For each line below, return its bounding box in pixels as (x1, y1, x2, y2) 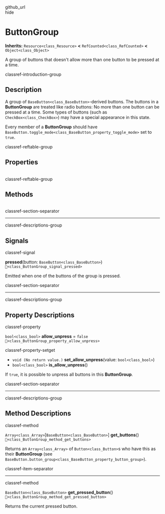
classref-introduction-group (5, 71, 61, 77)
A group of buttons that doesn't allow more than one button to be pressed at (5, 57, 160, 62)
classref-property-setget (5, 347, 55, 353)
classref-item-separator (5, 465, 54, 471)
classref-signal (5, 250, 35, 256)
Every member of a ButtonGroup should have (5, 124, 98, 130)
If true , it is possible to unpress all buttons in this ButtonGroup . (5, 371, 134, 377)
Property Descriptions (5, 311, 75, 319)
